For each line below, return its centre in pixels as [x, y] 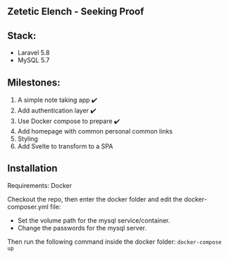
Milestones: [34, 82]
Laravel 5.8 [33, 53]
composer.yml [28, 206]
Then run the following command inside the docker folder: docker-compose [114, 241]
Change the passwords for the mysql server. [82, 228]
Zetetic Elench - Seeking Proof [76, 12]
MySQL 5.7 [33, 60]
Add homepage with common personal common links [95, 131]
